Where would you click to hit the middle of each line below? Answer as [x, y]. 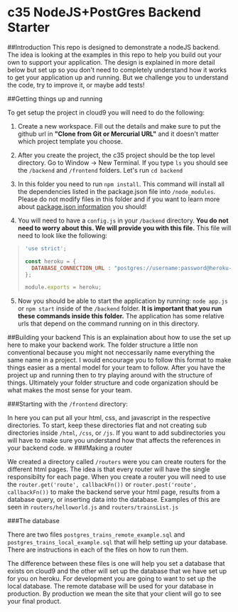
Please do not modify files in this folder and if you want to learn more [119, 199]
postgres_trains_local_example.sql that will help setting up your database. [118, 542]
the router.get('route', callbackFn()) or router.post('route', [102, 485]
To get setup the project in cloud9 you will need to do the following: [106, 112]
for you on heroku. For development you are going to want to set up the [112, 579]
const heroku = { [50, 261]
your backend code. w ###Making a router [70, 448]
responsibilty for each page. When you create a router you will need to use [117, 477]
